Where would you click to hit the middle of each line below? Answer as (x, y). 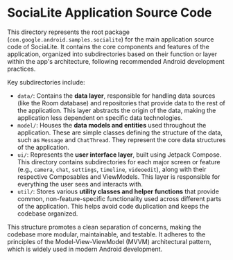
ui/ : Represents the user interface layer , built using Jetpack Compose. (119, 155)
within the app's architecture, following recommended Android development (116, 61)
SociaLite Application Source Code (110, 13)
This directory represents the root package (69, 32)
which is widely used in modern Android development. (85, 249)
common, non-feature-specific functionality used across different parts (119, 198)
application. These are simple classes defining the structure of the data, (120, 132)
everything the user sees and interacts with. (80, 184)
